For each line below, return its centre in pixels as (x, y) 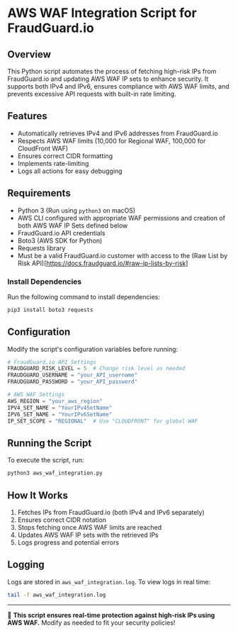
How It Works (38, 495)
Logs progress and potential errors (68, 542)
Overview (29, 54)
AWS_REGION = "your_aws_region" (55, 401)
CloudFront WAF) (43, 148)
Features (27, 116)
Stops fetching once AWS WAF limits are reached (89, 527)
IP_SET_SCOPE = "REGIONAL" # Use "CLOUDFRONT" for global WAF (103, 421)
